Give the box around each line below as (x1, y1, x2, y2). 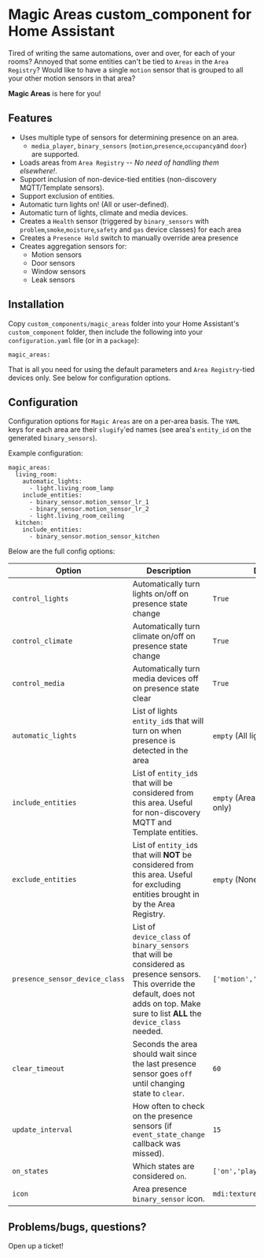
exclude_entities (12, 875, 77, 884)
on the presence (132, 1111, 193, 1122)
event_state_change (132, 1130, 206, 1140)
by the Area (132, 899, 175, 910)
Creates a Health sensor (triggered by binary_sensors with (19, 216, 210, 225)
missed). (132, 1148, 165, 1159)
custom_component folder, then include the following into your (8, 327, 203, 337)
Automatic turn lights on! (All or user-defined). (19, 199, 169, 209)
